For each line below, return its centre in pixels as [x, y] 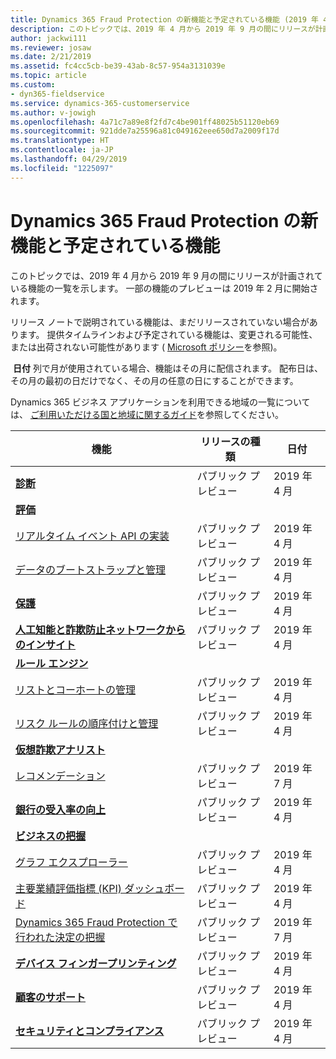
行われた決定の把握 [60, 937]
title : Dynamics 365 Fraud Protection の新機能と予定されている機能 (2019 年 [165, 19]
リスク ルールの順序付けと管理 [87, 723]
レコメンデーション [60, 776]
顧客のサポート [51, 997]
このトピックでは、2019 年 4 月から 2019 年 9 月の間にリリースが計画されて [166, 275]
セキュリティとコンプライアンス [90, 1031]
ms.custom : [33, 85]
